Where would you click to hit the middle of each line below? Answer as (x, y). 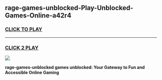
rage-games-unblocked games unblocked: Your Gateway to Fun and (75, 67)
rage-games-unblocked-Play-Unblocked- (69, 8)
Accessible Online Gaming (32, 72)
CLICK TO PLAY (24, 30)
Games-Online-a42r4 (38, 16)
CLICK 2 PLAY (22, 48)
